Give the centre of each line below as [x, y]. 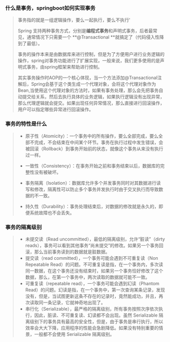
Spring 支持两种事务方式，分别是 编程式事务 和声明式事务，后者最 [85, 31]
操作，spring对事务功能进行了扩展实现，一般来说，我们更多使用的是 [89, 61]
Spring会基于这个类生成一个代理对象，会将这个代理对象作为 [94, 84]
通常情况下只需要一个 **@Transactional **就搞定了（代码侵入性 [93, 37]
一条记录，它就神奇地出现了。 [74, 302]
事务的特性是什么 [26, 124]
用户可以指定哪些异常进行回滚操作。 [56, 110]
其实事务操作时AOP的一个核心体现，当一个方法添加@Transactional [87, 78]
